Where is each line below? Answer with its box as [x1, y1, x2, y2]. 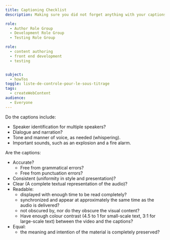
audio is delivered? [20, 202, 60, 208]
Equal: [12, 223, 26, 229]
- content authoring [10, 49, 53, 54]
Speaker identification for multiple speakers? [12, 124, 106, 130]
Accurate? [12, 159, 34, 165]
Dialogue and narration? [12, 129, 63, 135]
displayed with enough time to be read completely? [20, 191, 127, 197]
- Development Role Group [10, 31, 65, 36]
